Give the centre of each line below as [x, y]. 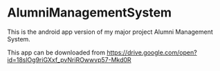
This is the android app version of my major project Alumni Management [110, 32]
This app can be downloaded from [56, 52]
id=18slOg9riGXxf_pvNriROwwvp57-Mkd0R [69, 59]
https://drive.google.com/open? [152, 52]
